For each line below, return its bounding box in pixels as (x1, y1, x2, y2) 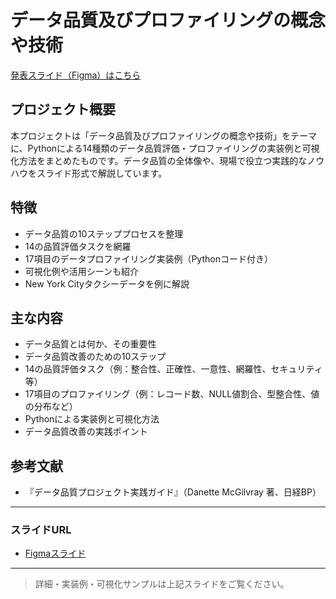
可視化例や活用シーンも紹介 (24, 265, 140, 277)
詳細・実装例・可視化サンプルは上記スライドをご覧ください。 (34, 578, 290, 590)
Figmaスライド (24, 547, 87, 560)
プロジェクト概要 (10, 101, 116, 118)
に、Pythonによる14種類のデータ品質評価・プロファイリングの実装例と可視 (10, 142, 320, 154)
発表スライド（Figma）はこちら (10, 69, 142, 81)
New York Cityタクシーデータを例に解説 (24, 277, 190, 290)
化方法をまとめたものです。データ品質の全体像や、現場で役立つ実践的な (10, 154, 308, 166)
